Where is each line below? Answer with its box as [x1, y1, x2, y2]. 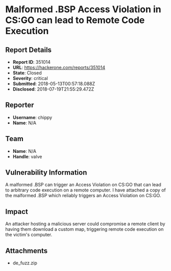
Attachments [5, 246, 48, 255]
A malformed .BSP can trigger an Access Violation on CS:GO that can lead [5, 182, 162, 188]
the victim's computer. [5, 232, 53, 238]
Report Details [5, 45, 52, 54]
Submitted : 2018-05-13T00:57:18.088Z [12, 80, 95, 87]
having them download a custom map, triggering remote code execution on [5, 226, 164, 232]
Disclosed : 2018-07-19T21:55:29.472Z [12, 86, 94, 92]
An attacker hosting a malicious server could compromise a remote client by [5, 221, 165, 227]
